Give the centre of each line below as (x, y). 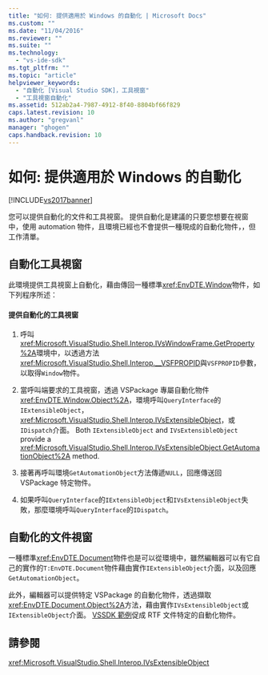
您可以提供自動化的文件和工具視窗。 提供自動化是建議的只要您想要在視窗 (128, 216)
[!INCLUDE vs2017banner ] (51, 200)
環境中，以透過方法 (68, 353)
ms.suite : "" (30, 46)
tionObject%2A (45, 456)
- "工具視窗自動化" (44, 98)
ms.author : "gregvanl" (46, 120)
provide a (36, 439)
